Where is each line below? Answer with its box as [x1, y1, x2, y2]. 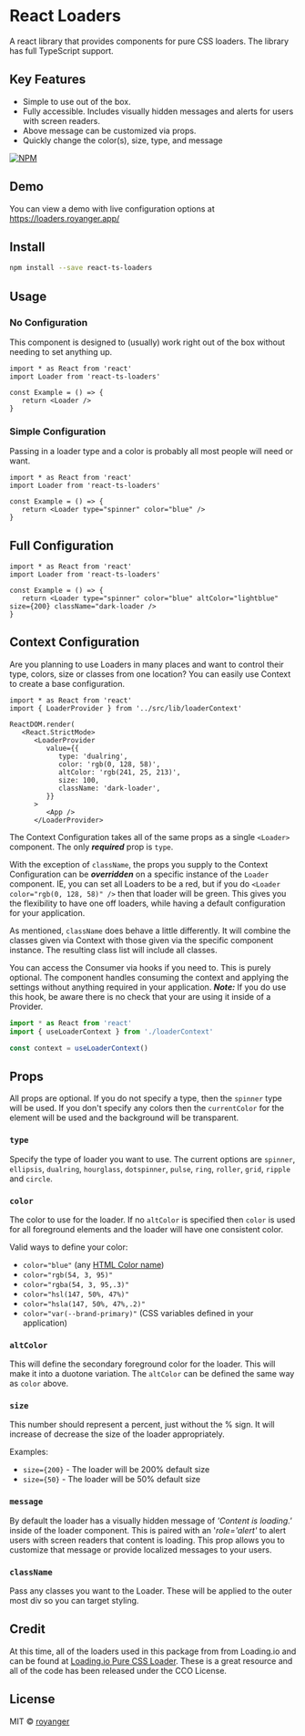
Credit [9, 1621, 46, 1637]
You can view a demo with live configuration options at [9, 203, 216, 214]
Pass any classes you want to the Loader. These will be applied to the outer [9, 1585, 293, 1596]
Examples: [9, 1447, 48, 1458]
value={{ [46, 743, 79, 753]
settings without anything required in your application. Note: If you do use [9, 982, 287, 993]
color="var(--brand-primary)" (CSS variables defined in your [22, 1307, 254, 1318]
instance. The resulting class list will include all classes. [9, 944, 219, 955]
